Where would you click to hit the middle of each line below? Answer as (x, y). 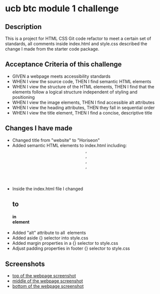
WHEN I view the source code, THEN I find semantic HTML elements (81, 81)
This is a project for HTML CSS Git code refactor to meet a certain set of (78, 38)
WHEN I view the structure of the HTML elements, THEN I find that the (83, 87)
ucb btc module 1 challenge (62, 9)
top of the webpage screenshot (44, 276)
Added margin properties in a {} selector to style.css (65, 243)
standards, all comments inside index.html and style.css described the (76, 44)
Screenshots (25, 264)
